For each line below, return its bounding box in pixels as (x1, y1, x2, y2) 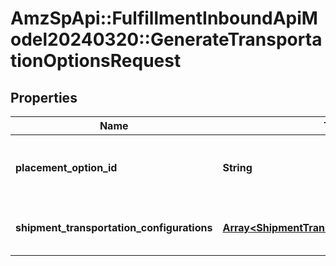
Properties (10, 89, 78, 106)
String (222, 161, 253, 174)
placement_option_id (15, 161, 118, 174)
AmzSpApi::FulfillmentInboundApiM (10, 7, 318, 30)
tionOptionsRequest (10, 50, 182, 72)
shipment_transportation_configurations (15, 221, 213, 234)
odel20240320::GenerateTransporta (10, 28, 323, 51)
